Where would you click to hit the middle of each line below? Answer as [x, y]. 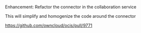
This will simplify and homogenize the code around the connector [70, 16]
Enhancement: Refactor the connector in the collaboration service [71, 7]
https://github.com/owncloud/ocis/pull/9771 [49, 25]
